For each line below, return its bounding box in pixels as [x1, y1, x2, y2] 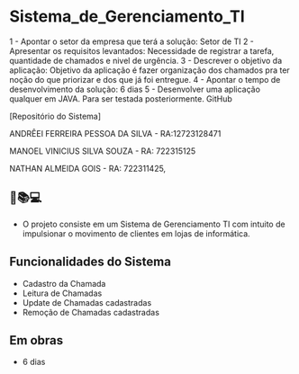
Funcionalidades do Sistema [9, 254, 171, 270]
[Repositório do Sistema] [9, 111, 102, 121]
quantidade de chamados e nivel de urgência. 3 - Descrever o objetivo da [9, 55, 283, 66]
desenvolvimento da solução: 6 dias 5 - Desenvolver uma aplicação [9, 84, 261, 94]
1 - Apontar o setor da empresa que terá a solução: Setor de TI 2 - [9, 36, 255, 47]
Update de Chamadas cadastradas [22, 297, 152, 307]
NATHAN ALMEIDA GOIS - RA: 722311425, [9, 163, 167, 174]
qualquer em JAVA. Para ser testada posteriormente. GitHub [9, 93, 232, 104]
